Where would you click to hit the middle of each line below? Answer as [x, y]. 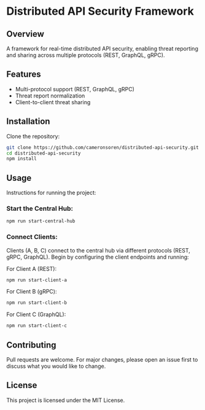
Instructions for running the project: [51, 193]
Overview [25, 34]
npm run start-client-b [37, 303]
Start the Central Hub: [40, 208]
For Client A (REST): [32, 268]
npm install [21, 159]
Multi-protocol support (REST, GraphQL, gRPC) [75, 89]
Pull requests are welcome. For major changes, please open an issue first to [102, 359]
